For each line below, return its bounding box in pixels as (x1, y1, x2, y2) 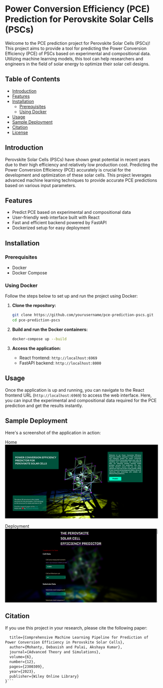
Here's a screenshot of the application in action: (5, 430, 101, 436)
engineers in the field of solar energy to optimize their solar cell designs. (5, 61, 150, 67)
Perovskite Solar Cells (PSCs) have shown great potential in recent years (5, 156, 150, 162)
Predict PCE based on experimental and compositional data (12, 210, 131, 215)
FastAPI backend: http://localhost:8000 (19, 360, 101, 366)
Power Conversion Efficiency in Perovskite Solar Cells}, (5, 640, 125, 645)
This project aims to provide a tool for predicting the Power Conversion (5, 45, 147, 51)
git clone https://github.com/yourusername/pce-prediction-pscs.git (12, 313, 154, 318)
